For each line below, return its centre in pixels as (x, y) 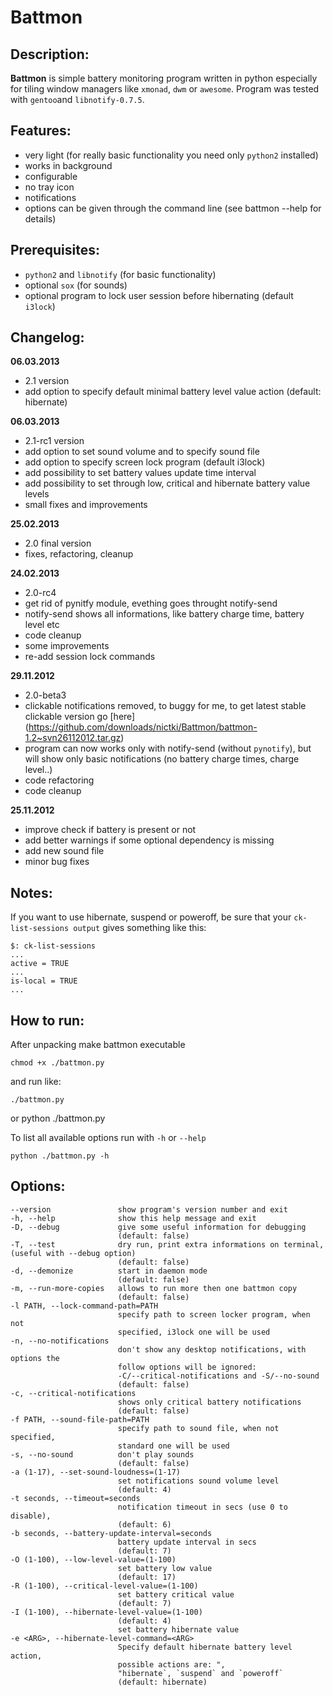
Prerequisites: (55, 250)
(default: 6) (144, 1524)
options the (35, 1358)
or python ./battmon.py (58, 1118)
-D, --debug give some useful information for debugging (158, 1227)
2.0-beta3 (45, 695)
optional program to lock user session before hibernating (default (159, 295)
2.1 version (47, 381)
